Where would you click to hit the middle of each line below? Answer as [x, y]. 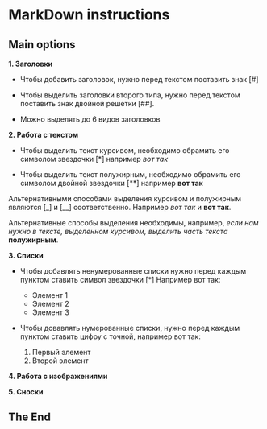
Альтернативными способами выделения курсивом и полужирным [125, 198]
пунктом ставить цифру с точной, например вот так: [111, 336]
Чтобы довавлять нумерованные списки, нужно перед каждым [130, 328]
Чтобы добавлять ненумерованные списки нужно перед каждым [133, 271]
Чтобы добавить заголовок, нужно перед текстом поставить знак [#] [139, 79]
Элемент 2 [51, 304]
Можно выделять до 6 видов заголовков [90, 119]
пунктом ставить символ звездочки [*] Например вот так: [120, 280]
